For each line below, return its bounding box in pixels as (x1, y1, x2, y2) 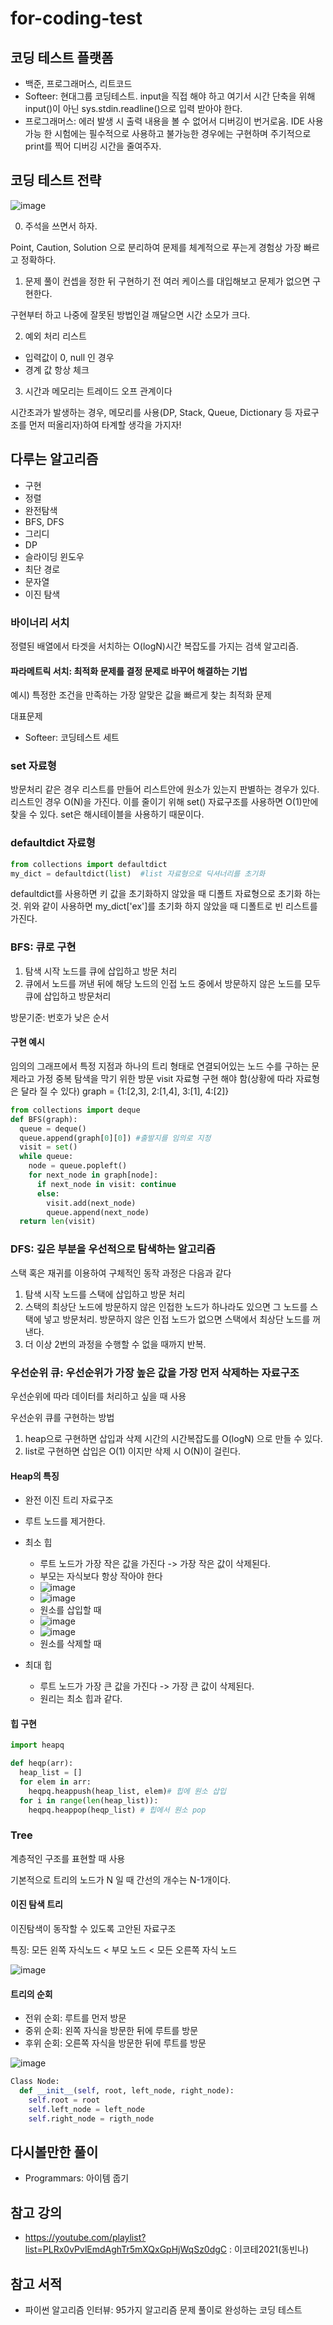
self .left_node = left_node (28, 2104, 145, 2114)
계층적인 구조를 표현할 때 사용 (10, 1852, 126, 1864)
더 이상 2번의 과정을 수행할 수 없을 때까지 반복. (24, 1338, 207, 1350)
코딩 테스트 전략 (10, 172, 102, 189)
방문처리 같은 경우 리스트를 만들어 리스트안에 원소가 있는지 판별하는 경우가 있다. (10, 783, 320, 796)
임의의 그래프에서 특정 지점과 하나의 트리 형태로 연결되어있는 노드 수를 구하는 (10, 1060, 310, 1072)
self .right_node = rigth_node (28, 2113, 155, 2124)
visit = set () (19, 1142, 78, 1152)
